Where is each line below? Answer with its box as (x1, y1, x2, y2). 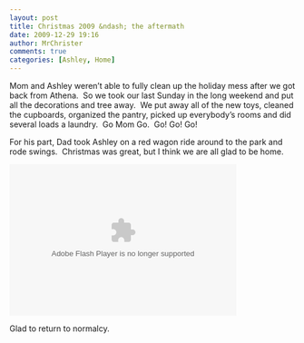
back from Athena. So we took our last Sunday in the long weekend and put (9, 90, 294, 101)
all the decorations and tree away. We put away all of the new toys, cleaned (9, 100, 294, 110)
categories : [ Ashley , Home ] (9, 55, 116, 64)
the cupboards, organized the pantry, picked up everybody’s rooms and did (9, 110, 292, 120)
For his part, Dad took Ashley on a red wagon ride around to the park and (9, 137, 283, 147)
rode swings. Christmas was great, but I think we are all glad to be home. (9, 146, 284, 157)
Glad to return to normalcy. (9, 323, 111, 334)
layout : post (9, 13, 59, 23)
